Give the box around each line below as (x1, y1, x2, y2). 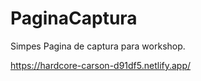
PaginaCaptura (10, 7, 138, 30)
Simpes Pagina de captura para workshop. (10, 40, 186, 52)
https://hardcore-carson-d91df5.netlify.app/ (10, 59, 192, 71)
